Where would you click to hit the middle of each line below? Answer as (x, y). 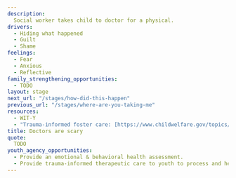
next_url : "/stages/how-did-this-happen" (69, 99)
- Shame (25, 46)
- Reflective (33, 72)
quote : (17, 137)
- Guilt (25, 40)
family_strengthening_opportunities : (63, 79)
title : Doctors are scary (45, 131)
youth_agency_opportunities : (50, 151)
